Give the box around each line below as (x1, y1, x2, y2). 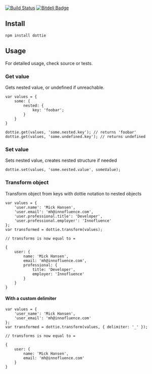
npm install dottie (5, 33, 46, 38)
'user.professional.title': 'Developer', (14, 214, 103, 219)
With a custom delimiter (5, 295, 57, 301)
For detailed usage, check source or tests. (5, 60, 93, 66)
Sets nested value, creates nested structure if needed (5, 157, 117, 163)
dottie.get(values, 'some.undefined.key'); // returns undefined (5, 134, 145, 139)
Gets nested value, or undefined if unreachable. (5, 84, 105, 90)
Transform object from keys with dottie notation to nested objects (5, 190, 142, 196)
